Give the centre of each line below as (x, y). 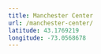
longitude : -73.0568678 (47, 38)
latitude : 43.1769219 (44, 30)
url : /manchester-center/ (50, 23)
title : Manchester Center (50, 15)
